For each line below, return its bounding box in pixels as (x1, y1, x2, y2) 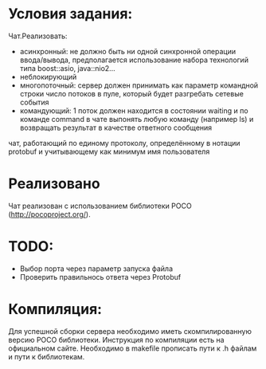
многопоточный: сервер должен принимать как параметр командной (19, 80, 259, 90)
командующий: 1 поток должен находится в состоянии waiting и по (19, 105, 248, 116)
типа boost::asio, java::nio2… (19, 63, 115, 73)
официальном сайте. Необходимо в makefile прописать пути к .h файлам (8, 343, 257, 353)
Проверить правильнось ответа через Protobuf (19, 272, 182, 281)
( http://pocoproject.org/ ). (8, 209, 91, 219)
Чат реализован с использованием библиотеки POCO (8, 201, 193, 210)
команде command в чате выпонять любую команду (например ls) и (19, 114, 254, 124)
